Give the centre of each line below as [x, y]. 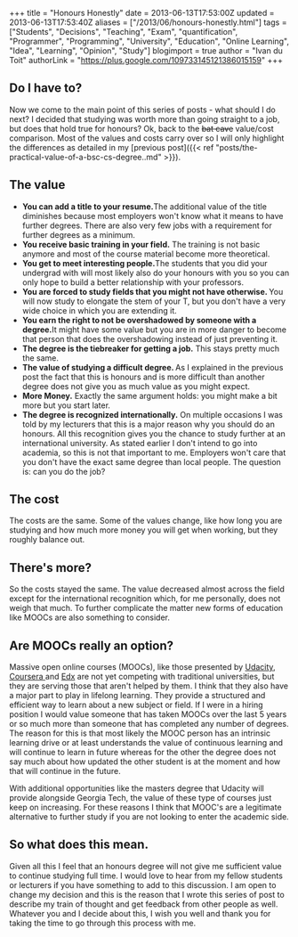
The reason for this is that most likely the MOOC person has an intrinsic [140, 733]
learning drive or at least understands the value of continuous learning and [146, 743]
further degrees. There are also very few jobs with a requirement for [147, 225]
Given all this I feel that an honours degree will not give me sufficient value [145, 866]
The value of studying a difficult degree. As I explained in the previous [153, 367]
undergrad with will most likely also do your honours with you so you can [156, 273]
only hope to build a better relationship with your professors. [133, 282]
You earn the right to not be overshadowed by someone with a [139, 320]
